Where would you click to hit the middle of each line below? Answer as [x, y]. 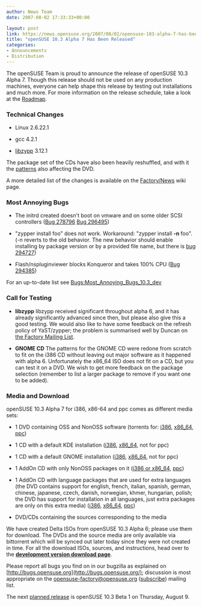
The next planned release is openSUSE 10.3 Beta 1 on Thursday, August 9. [98, 596]
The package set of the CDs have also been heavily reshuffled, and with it [98, 162]
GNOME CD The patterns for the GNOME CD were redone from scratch [103, 348]
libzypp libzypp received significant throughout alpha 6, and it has [97, 311]
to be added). [32, 380]
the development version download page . [59, 554]
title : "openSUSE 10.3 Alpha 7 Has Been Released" [71, 40]
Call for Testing [29, 298]
